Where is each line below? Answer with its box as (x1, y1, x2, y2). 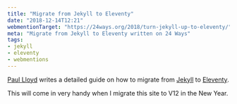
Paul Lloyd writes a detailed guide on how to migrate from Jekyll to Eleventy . (7, 75, 229, 84)
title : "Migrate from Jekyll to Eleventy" (7, 10, 134, 18)
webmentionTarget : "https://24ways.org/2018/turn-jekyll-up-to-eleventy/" (7, 23, 232, 30)
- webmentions (7, 56, 49, 63)
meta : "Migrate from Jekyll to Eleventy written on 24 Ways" (7, 30, 191, 37)
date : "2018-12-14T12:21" (7, 17, 83, 24)
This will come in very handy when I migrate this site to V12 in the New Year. (7, 89, 229, 97)
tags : (7, 37, 23, 44)
